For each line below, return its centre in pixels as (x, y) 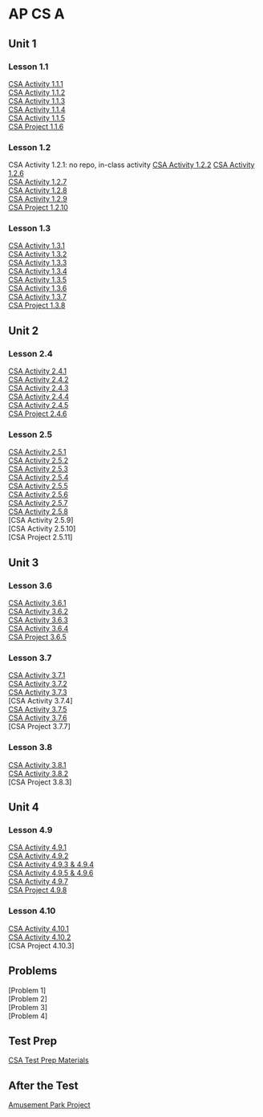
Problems (33, 971)
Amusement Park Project (49, 1105)
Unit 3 (24, 563)
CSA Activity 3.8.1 (37, 764)
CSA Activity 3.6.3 (38, 620)
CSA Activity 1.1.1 (36, 84)
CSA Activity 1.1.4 (37, 109)
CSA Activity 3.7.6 (38, 718)
